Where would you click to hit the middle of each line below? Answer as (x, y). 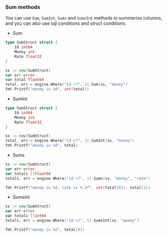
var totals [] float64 (28, 174)
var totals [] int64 (26, 216)
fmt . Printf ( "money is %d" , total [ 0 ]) (45, 229)
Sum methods (23, 7)
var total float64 (25, 80)
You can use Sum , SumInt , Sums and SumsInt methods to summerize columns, (84, 18)
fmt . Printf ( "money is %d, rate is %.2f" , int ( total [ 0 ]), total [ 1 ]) (78, 187)
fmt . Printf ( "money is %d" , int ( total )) (47, 89)
